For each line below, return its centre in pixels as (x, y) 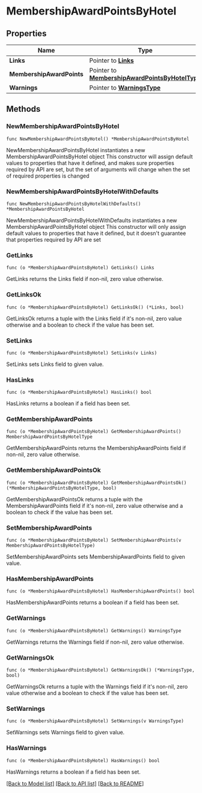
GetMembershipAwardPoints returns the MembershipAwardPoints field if (96, 448)
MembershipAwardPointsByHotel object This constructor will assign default (100, 156)
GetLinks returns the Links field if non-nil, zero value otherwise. (85, 279)
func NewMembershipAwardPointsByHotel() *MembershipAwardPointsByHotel (98, 139)
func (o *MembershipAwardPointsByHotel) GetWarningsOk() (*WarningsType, (101, 670)
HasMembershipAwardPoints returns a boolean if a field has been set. (93, 603)
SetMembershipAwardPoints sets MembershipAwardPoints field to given (96, 557)
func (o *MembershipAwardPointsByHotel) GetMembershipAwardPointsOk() (96, 483)
